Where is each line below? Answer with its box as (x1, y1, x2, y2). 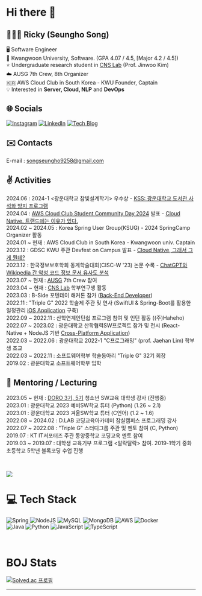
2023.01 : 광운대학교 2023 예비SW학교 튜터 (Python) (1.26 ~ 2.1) (6, 402, 161, 409)
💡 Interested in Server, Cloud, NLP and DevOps (6, 86, 125, 93)
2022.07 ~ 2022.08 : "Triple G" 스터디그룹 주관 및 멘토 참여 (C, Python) (6, 425, 179, 432)
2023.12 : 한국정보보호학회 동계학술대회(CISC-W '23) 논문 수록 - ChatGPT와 (6, 262, 188, 269)
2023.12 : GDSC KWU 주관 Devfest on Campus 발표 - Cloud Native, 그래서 (6, 247, 187, 254)
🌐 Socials (6, 104, 43, 114)
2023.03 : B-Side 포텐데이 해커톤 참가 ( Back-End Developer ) (6, 292, 153, 299)
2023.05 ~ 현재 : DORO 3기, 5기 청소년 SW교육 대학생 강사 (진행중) (6, 395, 167, 402)
